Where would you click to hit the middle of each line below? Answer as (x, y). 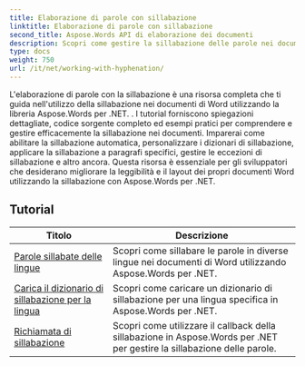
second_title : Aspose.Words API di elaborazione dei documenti (132, 35)
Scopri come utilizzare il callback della (195, 325)
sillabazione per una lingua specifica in (196, 299)
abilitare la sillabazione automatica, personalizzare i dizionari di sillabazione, (152, 143)
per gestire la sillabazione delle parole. (195, 348)
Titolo (59, 235)
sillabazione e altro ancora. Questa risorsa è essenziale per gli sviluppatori (148, 162)
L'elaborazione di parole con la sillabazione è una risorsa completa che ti (145, 94)
